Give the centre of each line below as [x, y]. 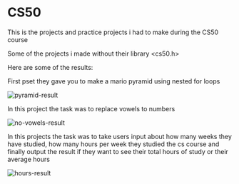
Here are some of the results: [50, 67]
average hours [29, 159]
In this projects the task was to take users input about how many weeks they [119, 136]
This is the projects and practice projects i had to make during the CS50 [113, 32]
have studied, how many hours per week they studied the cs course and [113, 144]
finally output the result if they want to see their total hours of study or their [118, 151]
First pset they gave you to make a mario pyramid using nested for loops [114, 81]
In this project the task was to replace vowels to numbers [91, 108]
